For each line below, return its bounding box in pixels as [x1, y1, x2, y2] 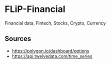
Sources [4, 34, 31, 43]
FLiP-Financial [4, 3, 65, 15]
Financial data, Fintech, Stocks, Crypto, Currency [4, 20, 106, 26]
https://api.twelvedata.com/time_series [11, 53, 92, 59]
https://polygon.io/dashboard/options [11, 47, 89, 53]
